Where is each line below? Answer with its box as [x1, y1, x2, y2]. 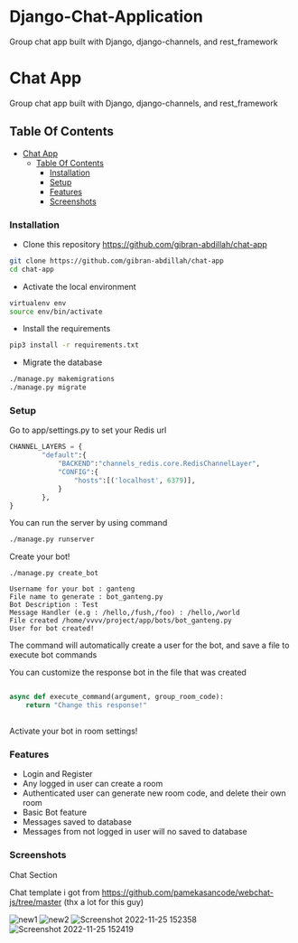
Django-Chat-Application [9, 6, 203, 27]
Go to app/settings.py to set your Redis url [9, 425, 167, 435]
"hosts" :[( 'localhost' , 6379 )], [73, 476, 196, 485]
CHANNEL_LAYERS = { [9, 443, 83, 452]
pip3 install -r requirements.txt [9, 341, 140, 350]
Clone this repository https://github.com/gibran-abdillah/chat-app [22, 238, 268, 249]
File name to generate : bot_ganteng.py [9, 593, 164, 602]
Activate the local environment [22, 281, 137, 292]
